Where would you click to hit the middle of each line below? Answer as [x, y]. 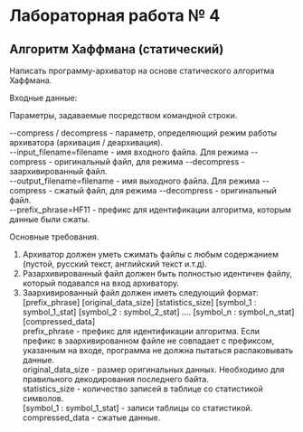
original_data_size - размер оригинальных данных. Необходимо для [153, 370]
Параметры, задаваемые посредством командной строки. [123, 115]
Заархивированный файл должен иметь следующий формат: [141, 293]
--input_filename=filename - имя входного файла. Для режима [129, 152]
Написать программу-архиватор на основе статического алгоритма [142, 70]
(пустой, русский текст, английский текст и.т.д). [115, 264]
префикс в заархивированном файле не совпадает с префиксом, [148, 341]
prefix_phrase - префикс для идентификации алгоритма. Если [141, 331]
